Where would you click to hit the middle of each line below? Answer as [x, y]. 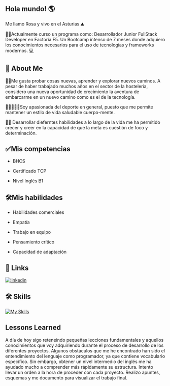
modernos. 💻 [20, 50]
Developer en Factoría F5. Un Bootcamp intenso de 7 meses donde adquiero [85, 39]
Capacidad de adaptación [40, 252]
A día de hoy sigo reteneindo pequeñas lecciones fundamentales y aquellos [84, 340]
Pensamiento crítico [33, 242]
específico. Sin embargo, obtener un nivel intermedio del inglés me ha [78, 362]
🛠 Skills [18, 297]
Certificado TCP [29, 171]
